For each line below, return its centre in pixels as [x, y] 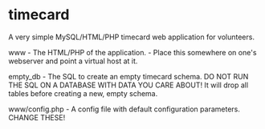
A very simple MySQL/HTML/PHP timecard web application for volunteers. [132, 37]
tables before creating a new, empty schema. [83, 93]
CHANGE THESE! [37, 117]
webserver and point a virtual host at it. [73, 61]
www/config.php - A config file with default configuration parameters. [124, 109]
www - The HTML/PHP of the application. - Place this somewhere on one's [132, 52]
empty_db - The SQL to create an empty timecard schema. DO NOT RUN [128, 76]
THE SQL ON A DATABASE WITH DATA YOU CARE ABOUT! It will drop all [128, 85]
